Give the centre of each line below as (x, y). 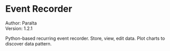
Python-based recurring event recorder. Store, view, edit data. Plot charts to (85, 38)
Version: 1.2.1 (19, 28)
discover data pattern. (29, 43)
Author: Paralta (21, 23)
